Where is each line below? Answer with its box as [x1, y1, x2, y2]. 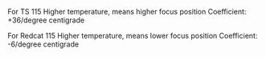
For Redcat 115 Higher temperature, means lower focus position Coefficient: [7, 31, 258, 40]
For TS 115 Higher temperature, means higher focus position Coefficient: [7, 7, 247, 16]
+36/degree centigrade [7, 15, 85, 25]
